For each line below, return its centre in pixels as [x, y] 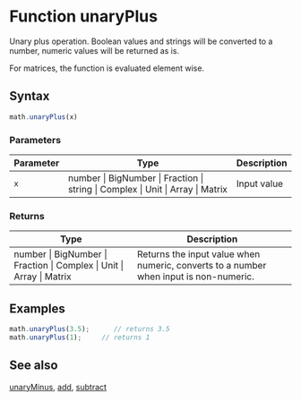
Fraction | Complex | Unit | [69, 266]
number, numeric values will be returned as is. [95, 50]
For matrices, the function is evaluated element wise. [107, 68]
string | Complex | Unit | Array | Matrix [148, 189]
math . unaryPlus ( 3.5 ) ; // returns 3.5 [90, 329]
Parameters [35, 140]
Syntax [30, 96]
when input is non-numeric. [196, 277]
